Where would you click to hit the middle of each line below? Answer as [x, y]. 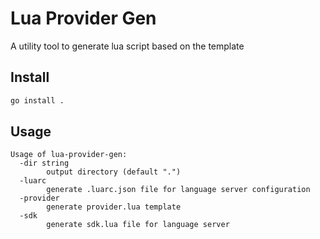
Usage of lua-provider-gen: [69, 155]
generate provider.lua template [114, 207]
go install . [37, 100]
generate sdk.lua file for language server [138, 225]
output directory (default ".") [114, 172]
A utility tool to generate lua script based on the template [127, 46]
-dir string [44, 163]
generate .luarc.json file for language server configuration [178, 190]
